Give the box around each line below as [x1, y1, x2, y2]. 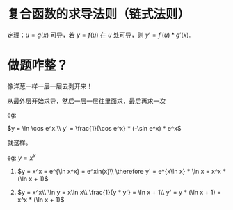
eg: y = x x [7, 152, 36, 162]
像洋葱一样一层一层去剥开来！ [7, 81, 93, 90]
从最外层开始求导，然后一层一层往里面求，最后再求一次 [7, 97, 166, 105]
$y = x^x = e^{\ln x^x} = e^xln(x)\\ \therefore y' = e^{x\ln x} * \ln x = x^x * [17, 167, 226, 175]
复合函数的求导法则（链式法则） [7, 6, 191, 22]
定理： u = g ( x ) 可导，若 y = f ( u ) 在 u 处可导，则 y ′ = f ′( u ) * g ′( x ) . [7, 31, 191, 39]
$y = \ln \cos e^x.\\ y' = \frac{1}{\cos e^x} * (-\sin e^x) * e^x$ [7, 124, 182, 132]
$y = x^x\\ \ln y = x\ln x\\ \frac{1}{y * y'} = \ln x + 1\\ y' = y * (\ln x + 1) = [17, 188, 221, 196]
